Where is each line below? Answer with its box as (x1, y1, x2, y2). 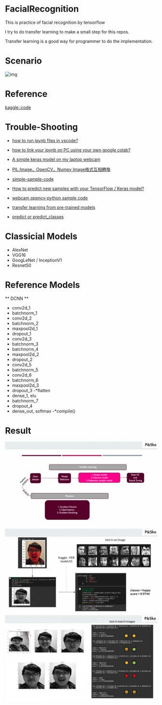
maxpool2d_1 (12, 326, 38, 331)
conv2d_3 (12, 336, 32, 342)
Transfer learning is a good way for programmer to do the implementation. (5, 38, 153, 44)
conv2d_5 (12, 361, 32, 367)
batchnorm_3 (12, 341, 39, 347)
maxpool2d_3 (12, 382, 39, 388)
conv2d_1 (12, 305, 30, 310)
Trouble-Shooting (5, 121, 78, 132)
